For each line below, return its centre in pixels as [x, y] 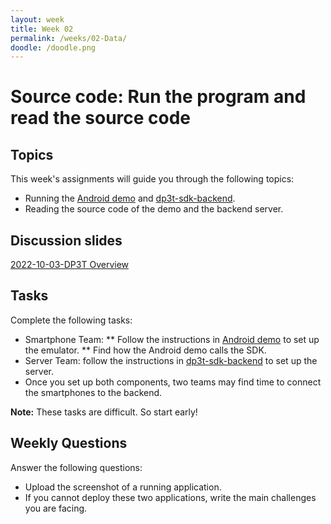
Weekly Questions [69, 443]
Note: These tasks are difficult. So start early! [104, 412]
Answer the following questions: [76, 467]
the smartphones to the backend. [93, 392]
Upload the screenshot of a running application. [123, 487]
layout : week [37, 19]
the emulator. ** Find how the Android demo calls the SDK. [145, 350]
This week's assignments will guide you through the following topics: [152, 179]
